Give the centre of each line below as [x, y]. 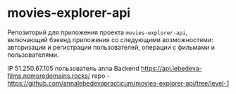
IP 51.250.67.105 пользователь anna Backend [73, 68]
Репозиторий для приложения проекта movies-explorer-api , [98, 32]
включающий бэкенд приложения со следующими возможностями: [110, 39]
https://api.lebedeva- [171, 68]
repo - [101, 76]
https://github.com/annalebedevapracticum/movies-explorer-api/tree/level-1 [118, 83]
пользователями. [33, 55]
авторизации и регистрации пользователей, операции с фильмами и [111, 47]
